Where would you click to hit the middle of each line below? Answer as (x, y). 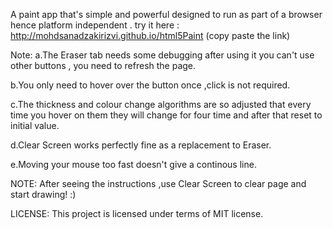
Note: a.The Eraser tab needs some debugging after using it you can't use (162, 55)
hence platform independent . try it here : (95, 25)
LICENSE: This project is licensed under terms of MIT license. (137, 213)
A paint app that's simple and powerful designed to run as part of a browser (166, 14)
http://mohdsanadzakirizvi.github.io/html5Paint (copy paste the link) (150, 35)
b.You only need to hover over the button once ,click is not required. (150, 85)
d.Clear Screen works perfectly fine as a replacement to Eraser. (141, 145)
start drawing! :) (43, 194)
